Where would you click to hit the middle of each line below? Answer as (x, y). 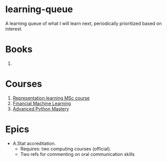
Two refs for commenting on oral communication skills (77, 154)
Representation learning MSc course (51, 98)
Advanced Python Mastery (41, 109)
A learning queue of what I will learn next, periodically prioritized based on (83, 23)
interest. (14, 28)
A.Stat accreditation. (34, 143)
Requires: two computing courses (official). (66, 149)
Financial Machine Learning (42, 103)
